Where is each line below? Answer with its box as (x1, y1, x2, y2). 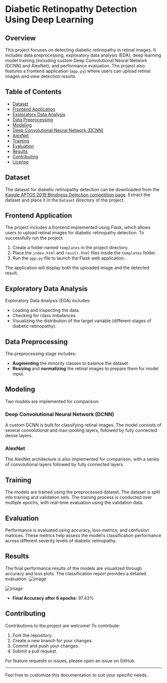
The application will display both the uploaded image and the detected (5, 265, 150, 271)
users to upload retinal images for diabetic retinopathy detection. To (5, 230, 144, 236)
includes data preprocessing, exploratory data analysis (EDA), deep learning (5, 52, 162, 58)
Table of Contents (5, 88, 62, 96)
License (12, 159, 29, 165)
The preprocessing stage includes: (5, 351, 77, 357)
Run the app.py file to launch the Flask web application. (12, 255, 125, 261)
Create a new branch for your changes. (12, 637, 93, 643)
